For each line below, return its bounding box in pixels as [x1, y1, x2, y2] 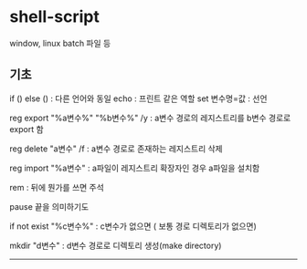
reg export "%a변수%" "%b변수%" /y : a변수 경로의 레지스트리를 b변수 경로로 [9, 112, 291, 123]
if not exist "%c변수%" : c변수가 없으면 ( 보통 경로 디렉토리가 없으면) [9, 221, 258, 232]
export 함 [9, 123, 44, 134]
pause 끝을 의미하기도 [9, 201, 90, 212]
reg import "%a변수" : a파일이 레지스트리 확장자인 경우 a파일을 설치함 [9, 162, 260, 173]
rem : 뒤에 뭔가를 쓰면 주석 [9, 181, 105, 192]
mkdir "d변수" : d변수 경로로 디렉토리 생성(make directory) [9, 240, 222, 251]
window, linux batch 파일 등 [9, 37, 111, 48]
